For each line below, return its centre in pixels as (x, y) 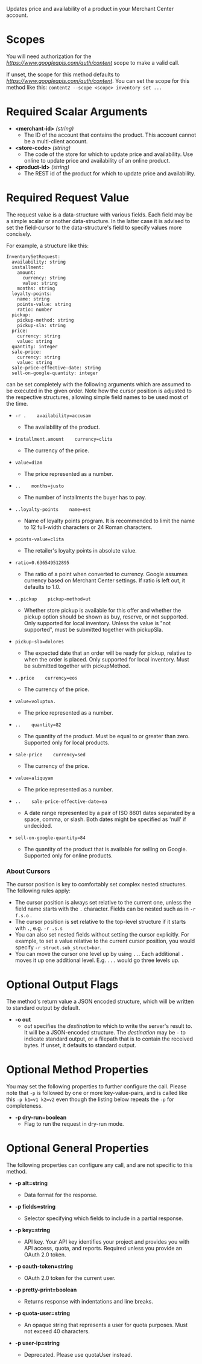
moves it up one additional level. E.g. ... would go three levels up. (97, 960)
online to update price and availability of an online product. (97, 160)
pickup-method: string (46, 320)
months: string (36, 288)
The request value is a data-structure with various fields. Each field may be (99, 215)
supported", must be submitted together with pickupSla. (93, 629)
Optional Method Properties (77, 1070)
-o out (23, 1020)
